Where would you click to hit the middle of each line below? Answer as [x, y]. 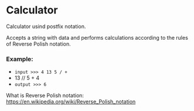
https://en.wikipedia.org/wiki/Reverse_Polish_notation [71, 102]
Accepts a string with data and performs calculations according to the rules [97, 37]
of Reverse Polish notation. [39, 44]
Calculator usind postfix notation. [46, 26]
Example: [20, 59]
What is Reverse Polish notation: [45, 96]
